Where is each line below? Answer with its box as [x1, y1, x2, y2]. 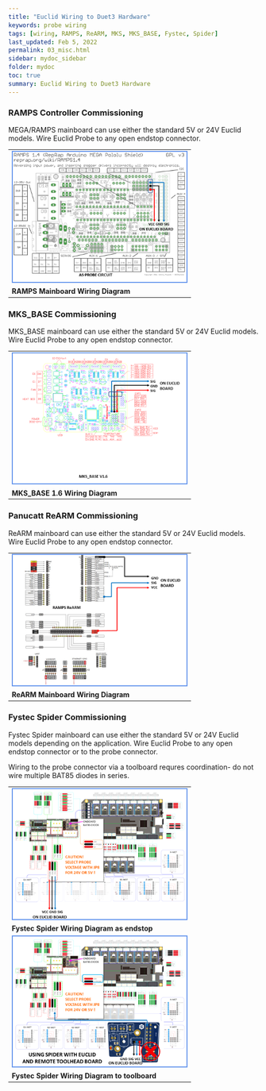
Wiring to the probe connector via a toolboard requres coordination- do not [8, 762, 254, 772]
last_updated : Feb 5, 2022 [8, 38, 98, 46]
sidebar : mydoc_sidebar [8, 55, 87, 63]
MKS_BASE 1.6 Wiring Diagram [11, 488, 118, 498]
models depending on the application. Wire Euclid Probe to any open [8, 738, 233, 748]
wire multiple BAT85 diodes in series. [8, 770, 129, 780]
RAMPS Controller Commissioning [8, 107, 144, 118]
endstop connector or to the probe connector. [8, 746, 159, 756]
